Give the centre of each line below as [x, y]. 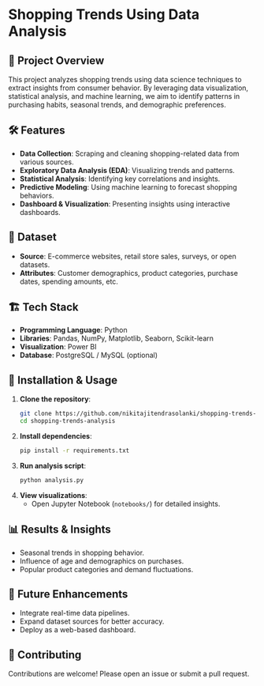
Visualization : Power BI [58, 347]
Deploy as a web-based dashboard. [78, 630]
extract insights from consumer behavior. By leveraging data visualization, [128, 88]
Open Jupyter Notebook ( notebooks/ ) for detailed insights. [126, 503]
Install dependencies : [56, 436]
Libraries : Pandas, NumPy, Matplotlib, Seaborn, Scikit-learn [117, 338]
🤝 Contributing [45, 655]
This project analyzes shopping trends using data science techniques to [125, 79]
